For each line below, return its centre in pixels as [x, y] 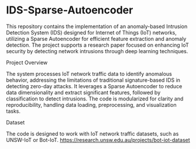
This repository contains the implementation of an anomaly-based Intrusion [97, 26]
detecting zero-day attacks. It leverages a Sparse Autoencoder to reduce [94, 86]
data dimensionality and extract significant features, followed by [83, 92]
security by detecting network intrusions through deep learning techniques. [97, 51]
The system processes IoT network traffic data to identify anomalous [89, 74]
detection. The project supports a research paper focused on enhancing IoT [97, 45]
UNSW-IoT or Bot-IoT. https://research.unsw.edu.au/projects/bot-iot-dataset [98, 140]
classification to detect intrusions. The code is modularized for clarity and [95, 98]
